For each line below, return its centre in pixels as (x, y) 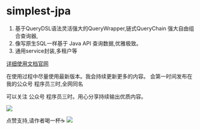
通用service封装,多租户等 (46, 51)
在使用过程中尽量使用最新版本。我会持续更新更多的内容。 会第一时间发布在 (99, 76)
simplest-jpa (39, 11)
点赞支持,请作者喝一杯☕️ (36, 120)
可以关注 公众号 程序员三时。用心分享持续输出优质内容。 (76, 96)
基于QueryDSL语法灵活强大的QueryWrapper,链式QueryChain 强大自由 (102, 28)
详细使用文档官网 (27, 64)
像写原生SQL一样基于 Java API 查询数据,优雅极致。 (78, 43)
